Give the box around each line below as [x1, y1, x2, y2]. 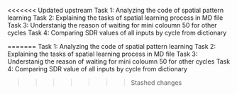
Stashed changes [131, 78, 182, 87]
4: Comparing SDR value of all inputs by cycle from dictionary [7, 65, 188, 73]
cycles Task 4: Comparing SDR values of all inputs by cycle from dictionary [7, 28, 227, 37]
